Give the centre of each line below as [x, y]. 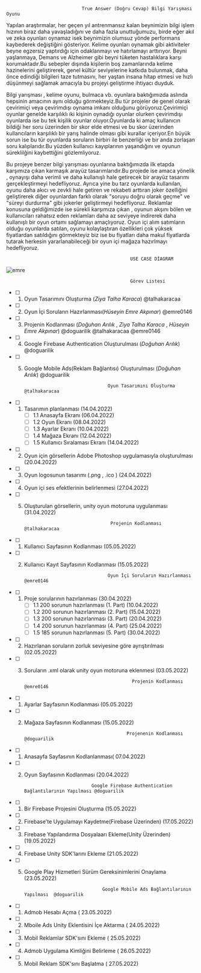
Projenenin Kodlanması [155, 734]
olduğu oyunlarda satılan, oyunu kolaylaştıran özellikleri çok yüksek [89, 229]
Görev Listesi [148, 281]
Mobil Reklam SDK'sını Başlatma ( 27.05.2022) [81, 963]
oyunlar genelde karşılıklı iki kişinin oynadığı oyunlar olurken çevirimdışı [94, 114]
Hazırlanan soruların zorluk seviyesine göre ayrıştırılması [94, 646]
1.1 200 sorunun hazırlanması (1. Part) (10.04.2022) [95, 605]
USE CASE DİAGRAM [152, 259]
